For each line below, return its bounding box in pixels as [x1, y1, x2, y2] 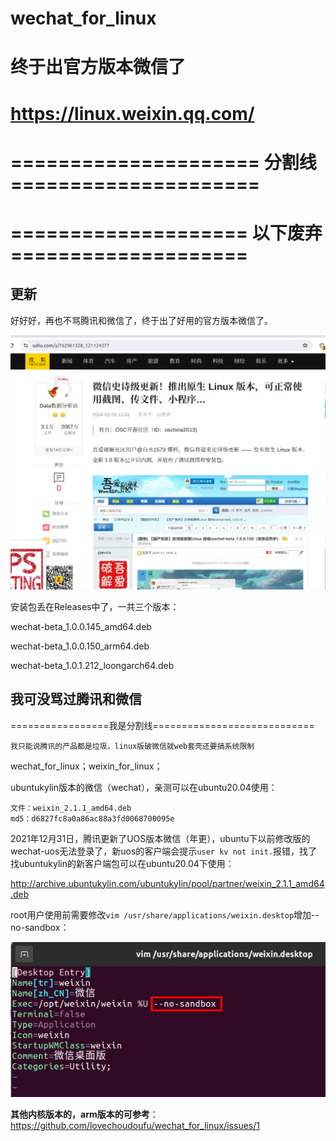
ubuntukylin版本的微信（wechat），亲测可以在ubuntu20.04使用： [10, 781, 278, 793]
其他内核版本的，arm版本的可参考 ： [10, 1108, 159, 1121]
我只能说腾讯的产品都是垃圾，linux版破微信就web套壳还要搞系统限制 [10, 741, 255, 751]
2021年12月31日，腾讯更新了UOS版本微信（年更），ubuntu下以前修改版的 [10, 832, 311, 844]
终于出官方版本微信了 [10, 56, 187, 79]
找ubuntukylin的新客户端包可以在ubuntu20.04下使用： [10, 857, 235, 869]
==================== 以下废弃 [10, 222, 323, 244]
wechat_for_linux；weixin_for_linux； [10, 760, 163, 772]
